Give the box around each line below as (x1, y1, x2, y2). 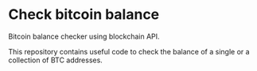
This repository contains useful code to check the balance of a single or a (8, 47, 250, 56)
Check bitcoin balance (8, 6, 160, 24)
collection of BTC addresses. (8, 55, 103, 65)
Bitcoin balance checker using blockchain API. (8, 32, 161, 41)
